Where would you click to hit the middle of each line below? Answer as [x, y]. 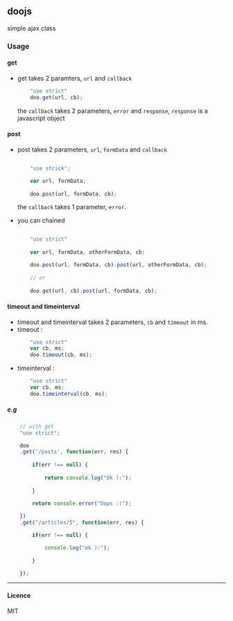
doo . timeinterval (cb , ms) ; [69, 394]
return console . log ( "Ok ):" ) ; [88, 478]
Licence [19, 596]
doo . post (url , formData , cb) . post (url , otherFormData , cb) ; [119, 265]
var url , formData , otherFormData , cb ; [88, 252]
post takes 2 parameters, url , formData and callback [92, 150]
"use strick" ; [50, 168]
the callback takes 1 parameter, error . [71, 207]
